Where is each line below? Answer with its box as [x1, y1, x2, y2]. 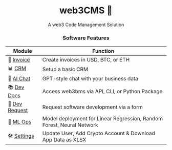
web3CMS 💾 [59, 5, 113, 16]
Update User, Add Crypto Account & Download [42, 130, 155, 137]
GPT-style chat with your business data [42, 75, 138, 82]
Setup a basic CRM [42, 66, 89, 73]
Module [13, 48, 32, 55]
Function [92, 48, 114, 55]
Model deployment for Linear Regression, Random [42, 115, 163, 122]
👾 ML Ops [8, 118, 32, 125]
